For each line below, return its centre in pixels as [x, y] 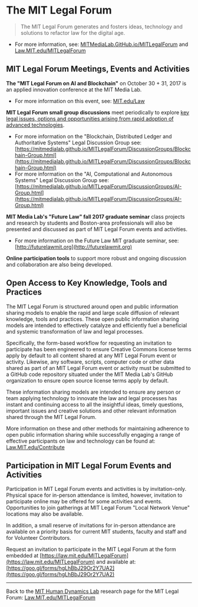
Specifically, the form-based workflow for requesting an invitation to [89, 343]
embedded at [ [24, 556]
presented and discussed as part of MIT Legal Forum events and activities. [97, 229]
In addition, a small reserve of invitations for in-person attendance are [91, 526]
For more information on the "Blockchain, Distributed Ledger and [93, 136]
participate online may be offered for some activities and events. [84, 502]
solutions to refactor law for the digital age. [73, 32]
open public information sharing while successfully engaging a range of [93, 434]
